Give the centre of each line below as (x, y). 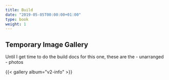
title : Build (19, 10)
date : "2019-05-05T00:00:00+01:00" (43, 15)
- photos (14, 62)
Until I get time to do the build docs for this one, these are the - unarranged (84, 57)
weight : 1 (16, 24)
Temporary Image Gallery (47, 44)
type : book (17, 19)
